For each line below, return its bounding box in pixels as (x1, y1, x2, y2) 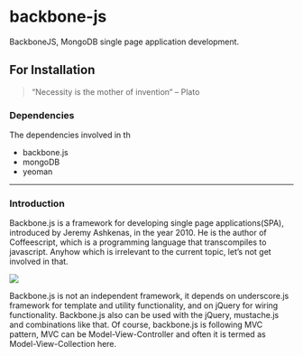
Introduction (9, 197, 65, 210)
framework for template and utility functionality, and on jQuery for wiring (9, 300, 279, 311)
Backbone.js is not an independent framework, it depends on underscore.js (9, 291, 289, 302)
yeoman (22, 166, 53, 177)
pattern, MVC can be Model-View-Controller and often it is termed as (9, 329, 266, 340)
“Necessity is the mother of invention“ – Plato (31, 86, 200, 97)
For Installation (9, 62, 96, 78)
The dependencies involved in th (9, 129, 131, 141)
